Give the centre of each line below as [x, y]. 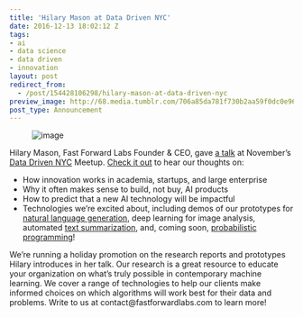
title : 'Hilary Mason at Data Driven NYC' [90, 18]
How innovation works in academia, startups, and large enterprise [145, 180]
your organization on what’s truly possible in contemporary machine [136, 274]
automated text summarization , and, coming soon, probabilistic [139, 228]
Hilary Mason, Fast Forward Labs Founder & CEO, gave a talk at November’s [150, 153]
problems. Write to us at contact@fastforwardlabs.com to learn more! [138, 303]
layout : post [34, 77]
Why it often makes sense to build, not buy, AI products [125, 189]
